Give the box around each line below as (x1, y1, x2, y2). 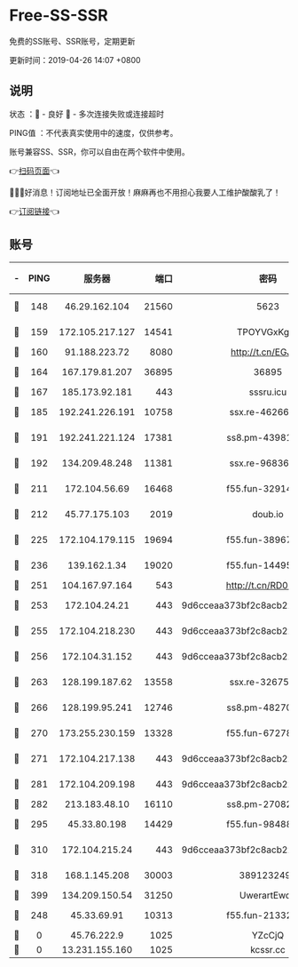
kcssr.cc (249, 943, 286, 955)
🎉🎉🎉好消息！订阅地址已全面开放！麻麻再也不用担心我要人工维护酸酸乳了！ (9, 187, 281, 197)
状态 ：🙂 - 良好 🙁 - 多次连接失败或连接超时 (9, 108, 164, 119)
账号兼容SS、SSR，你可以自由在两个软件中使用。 (9, 146, 190, 156)
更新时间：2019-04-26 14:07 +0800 (9, 54, 141, 65)
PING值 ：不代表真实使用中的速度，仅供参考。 (9, 127, 178, 138)
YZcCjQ (251, 929, 285, 941)
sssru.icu (248, 386, 287, 398)
